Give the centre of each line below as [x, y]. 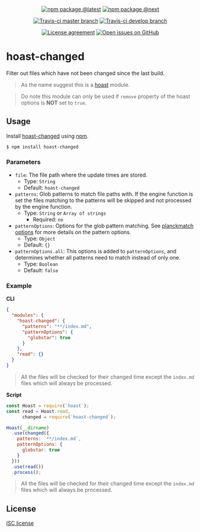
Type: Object [39, 239]
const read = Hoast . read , [38, 411]
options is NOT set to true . [54, 102]
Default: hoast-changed [52, 188]
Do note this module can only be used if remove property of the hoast [105, 96]
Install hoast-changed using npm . [47, 136]
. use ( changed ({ [30, 433]
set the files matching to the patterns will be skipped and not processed [103, 200]
